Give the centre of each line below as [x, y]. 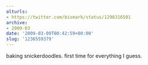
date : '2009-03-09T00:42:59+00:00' [50, 34]
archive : [17, 22]
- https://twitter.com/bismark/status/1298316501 [69, 17]
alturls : [17, 12]
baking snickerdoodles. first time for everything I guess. [74, 56]
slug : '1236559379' [30, 39]
